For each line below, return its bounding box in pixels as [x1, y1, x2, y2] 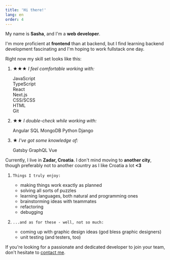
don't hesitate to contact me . [5, 249, 66, 255]
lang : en [5, 12, 24, 17]
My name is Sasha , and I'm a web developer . [5, 31, 100, 37]
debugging [20, 209, 43, 215]
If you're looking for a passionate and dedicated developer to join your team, [5, 244, 165, 250]
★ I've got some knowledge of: [12, 138, 79, 144]
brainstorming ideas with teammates [20, 199, 97, 205]
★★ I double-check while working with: [12, 118, 97, 124]
